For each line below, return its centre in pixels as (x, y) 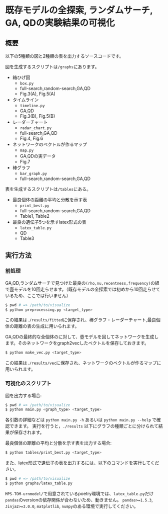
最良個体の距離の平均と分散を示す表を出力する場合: (58, 443)
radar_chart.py (35, 128)
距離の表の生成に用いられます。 (46, 326)
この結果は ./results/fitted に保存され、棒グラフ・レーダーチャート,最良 (81, 320)
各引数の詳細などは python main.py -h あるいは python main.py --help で (81, 420)
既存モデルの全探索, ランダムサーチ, (79, 10)
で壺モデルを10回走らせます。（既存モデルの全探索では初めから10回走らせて (83, 289)
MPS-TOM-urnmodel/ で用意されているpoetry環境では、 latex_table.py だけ (79, 493)
